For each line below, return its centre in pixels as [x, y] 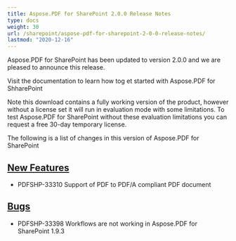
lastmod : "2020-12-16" [40, 40]
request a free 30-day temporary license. [67, 124]
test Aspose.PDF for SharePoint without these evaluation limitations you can [117, 117]
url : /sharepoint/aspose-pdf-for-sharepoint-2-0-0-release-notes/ [106, 33]
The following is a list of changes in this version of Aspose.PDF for [103, 138]
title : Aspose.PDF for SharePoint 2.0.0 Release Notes [89, 14]
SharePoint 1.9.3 [41, 231]
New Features [38, 168]
